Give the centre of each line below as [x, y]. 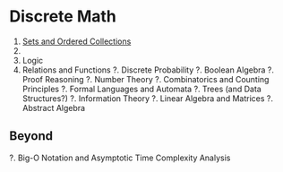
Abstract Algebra [54, 107]
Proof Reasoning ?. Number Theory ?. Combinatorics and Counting [146, 79]
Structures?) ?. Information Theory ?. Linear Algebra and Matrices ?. [147, 98]
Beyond [31, 136]
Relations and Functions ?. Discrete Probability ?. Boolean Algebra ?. [148, 70]
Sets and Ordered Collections [77, 41]
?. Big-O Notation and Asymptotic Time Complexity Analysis [120, 158]
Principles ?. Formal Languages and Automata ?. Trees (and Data [141, 89]
